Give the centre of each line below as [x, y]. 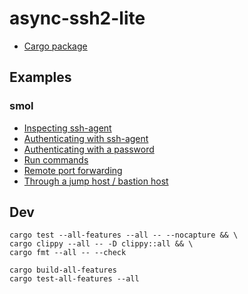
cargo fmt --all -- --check [68, 253]
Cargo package [55, 46]
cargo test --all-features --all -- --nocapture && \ [124, 235]
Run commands [56, 159]
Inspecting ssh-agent [67, 128]
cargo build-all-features [63, 270]
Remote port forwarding [73, 170]
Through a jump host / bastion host [96, 181]
